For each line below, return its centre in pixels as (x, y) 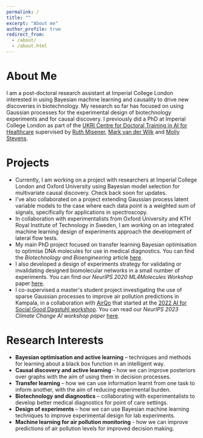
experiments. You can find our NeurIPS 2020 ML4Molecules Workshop (104, 277)
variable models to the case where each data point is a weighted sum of (105, 205)
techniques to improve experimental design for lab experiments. (95, 415)
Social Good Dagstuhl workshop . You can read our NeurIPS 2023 (97, 309)
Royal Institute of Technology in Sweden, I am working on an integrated (104, 225)
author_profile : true (34, 29)
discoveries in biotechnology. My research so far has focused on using (95, 106)
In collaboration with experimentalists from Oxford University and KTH (103, 218)
